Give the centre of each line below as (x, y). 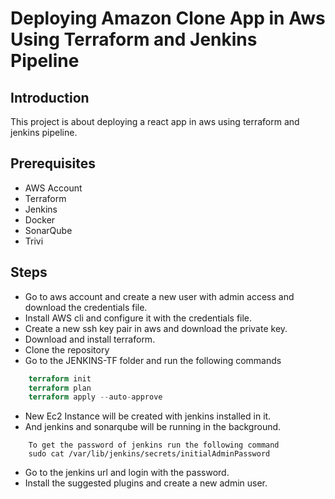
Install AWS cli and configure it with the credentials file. (138, 318)
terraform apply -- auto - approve (95, 397)
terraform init (60, 378)
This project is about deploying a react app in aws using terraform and (155, 121)
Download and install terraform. (90, 339)
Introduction (50, 97)
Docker (40, 219)
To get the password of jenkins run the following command (154, 445)
